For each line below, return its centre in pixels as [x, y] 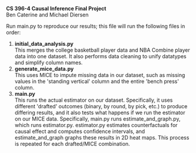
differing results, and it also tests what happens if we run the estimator [100, 112]
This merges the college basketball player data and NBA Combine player [102, 50]
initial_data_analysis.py [44, 44]
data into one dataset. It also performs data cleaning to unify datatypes [100, 56]
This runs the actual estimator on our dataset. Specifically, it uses [94, 100]
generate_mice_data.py [44, 69]
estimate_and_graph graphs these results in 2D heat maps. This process [102, 137]
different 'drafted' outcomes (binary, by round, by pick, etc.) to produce [101, 106]
